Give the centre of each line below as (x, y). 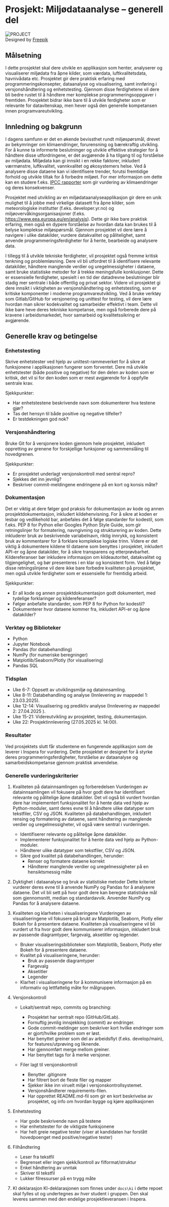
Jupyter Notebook (31, 644)
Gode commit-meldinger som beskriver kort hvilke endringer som (96, 1028)
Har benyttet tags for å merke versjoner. (69, 1055)
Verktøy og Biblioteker (33, 627)
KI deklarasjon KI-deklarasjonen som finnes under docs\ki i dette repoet (88, 1188)
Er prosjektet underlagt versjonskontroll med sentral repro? (74, 474)
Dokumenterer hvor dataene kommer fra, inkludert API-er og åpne (81, 609)
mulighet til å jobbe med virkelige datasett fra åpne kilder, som (70, 203)
